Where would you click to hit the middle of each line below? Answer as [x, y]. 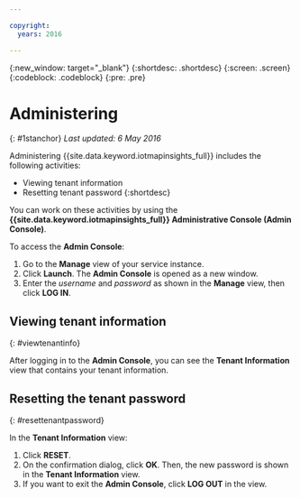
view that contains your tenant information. [89, 370]
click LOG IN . [46, 293]
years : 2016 [40, 34]
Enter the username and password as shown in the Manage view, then [154, 283]
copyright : [30, 25]
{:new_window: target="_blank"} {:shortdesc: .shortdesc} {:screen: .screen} [150, 68]
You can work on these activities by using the [94, 210]
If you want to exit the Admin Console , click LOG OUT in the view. [145, 484]
